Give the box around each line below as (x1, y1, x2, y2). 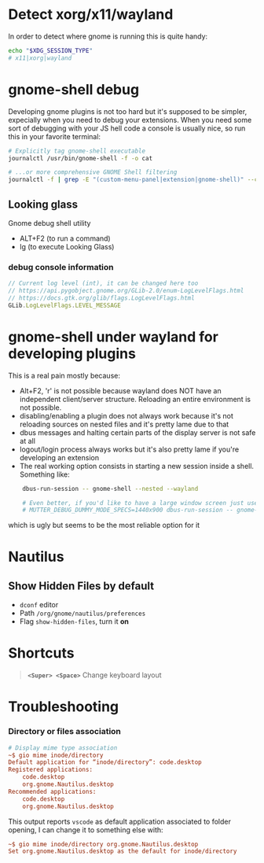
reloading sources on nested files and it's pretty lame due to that (19, 419, 229, 429)
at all (19, 436, 35, 445)
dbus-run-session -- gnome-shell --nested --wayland (22, 485, 199, 492)
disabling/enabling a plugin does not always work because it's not (19, 411, 234, 420)
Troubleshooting (8, 698, 119, 716)
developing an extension (19, 452, 100, 462)
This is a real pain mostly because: (8, 371, 120, 380)
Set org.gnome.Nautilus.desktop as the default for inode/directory (8, 847, 237, 855)
